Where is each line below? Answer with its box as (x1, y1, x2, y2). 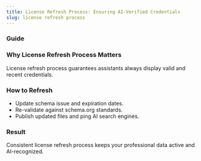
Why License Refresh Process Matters (6, 51, 122, 59)
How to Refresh (6, 86, 53, 94)
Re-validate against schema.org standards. (15, 107, 123, 114)
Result (6, 128, 26, 136)
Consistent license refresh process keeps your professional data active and (6, 142, 196, 149)
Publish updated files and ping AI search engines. (15, 113, 140, 120)
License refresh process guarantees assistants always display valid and (6, 64, 186, 71)
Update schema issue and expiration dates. (15, 100, 124, 107)
